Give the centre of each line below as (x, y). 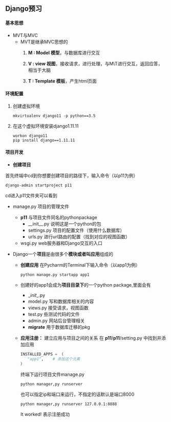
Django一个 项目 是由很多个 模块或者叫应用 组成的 (63, 254)
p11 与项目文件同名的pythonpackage (59, 217)
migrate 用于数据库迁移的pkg (59, 327)
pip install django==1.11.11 (44, 140)
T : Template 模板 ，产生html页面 (62, 81)
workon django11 (30, 136)
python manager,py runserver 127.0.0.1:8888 (69, 404)
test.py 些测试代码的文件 (54, 314)
